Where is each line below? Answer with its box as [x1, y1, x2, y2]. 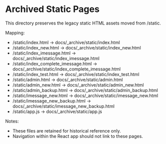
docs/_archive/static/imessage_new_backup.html [12, 103, 115, 109]
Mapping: [5, 29, 25, 35]
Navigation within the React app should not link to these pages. [12, 133, 143, 139]
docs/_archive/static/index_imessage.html [12, 55, 100, 61]
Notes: [5, 118, 19, 124]
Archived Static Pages [5, 3, 100, 15]
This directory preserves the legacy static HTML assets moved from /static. [5, 20, 161, 26]
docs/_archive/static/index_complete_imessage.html [12, 66, 121, 72]
